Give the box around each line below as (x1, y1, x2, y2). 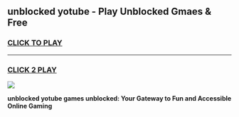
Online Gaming (7, 101, 53, 110)
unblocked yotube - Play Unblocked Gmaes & (7, 6, 212, 18)
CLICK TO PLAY (7, 38, 63, 48)
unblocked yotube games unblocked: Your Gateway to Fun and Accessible (7, 94, 232, 102)
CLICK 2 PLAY (7, 65, 57, 74)
